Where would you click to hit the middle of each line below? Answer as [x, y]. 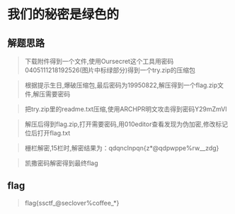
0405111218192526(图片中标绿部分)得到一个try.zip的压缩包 [110, 70]
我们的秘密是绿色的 [63, 15]
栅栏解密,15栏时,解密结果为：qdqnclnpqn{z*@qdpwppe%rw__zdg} [122, 148]
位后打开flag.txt [47, 133]
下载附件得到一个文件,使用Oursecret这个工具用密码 [99, 61]
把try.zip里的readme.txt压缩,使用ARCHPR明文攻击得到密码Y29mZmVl [126, 109]
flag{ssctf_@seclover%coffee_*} [72, 203]
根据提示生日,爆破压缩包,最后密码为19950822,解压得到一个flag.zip [121, 85]
